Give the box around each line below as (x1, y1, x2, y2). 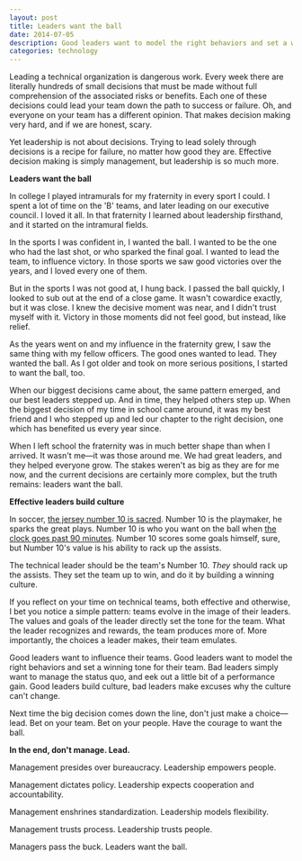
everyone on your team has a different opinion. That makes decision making (9, 110, 291, 121)
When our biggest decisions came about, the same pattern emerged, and (9, 385, 281, 396)
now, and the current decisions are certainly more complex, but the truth (9, 469, 278, 480)
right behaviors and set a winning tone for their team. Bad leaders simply (9, 662, 279, 673)
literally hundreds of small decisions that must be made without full (9, 81, 258, 92)
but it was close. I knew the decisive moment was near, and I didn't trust (9, 303, 277, 313)
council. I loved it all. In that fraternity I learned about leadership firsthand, (9, 210, 283, 221)
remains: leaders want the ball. (9, 479, 123, 490)
